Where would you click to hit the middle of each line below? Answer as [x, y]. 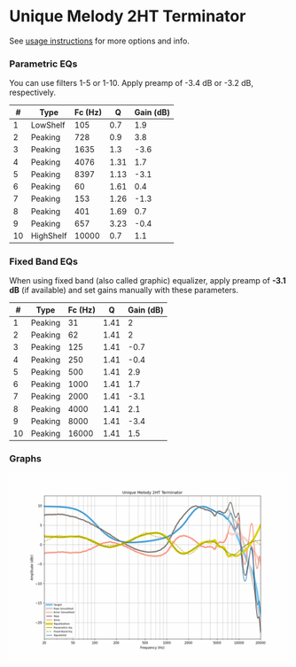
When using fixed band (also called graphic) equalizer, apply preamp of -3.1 [148, 281]
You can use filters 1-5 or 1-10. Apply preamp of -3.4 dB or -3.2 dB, [132, 83]
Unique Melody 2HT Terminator [128, 16]
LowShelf [48, 125]
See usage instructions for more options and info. [100, 41]
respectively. [32, 93]
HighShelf [49, 236]
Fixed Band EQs [43, 261]
